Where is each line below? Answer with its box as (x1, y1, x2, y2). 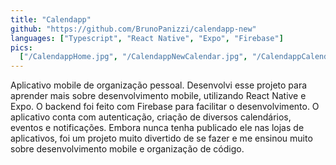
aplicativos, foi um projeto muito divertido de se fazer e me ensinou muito (10, 132, 313, 145)
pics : (10, 42, 33, 53)
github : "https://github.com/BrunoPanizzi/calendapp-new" (10, 24, 257, 34)
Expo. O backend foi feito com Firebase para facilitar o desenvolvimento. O (10, 101, 320, 113)
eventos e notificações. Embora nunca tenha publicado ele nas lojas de (10, 122, 305, 134)
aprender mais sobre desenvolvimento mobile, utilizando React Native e (10, 90, 307, 102)
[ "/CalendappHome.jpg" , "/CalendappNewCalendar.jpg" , (19, 52, 248, 62)
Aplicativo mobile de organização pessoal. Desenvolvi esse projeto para (10, 79, 308, 91)
